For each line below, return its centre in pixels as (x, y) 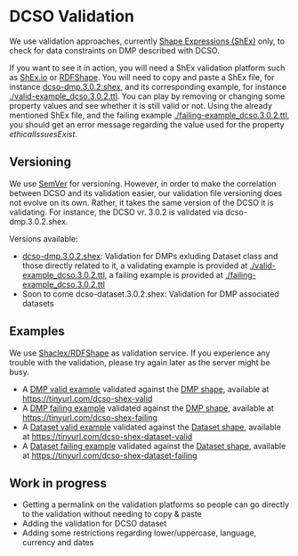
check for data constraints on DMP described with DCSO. (114, 50)
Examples (37, 331)
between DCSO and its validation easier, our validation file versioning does (146, 192)
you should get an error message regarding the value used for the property (147, 124)
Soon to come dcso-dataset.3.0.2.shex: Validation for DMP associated (151, 294)
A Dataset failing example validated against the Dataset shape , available (154, 446)
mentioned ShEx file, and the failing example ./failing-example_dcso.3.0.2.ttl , (149, 115)
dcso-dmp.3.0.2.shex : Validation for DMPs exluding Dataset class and (150, 256)
